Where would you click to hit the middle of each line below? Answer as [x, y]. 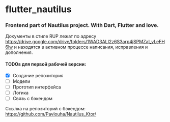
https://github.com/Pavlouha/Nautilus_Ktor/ [51, 114]
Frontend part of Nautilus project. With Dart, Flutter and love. [82, 25]
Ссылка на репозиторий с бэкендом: [45, 109]
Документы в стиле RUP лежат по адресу [51, 36]
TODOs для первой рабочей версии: [46, 64]
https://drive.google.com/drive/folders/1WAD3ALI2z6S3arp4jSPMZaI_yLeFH [85, 42]
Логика [21, 93]
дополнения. [19, 52]
